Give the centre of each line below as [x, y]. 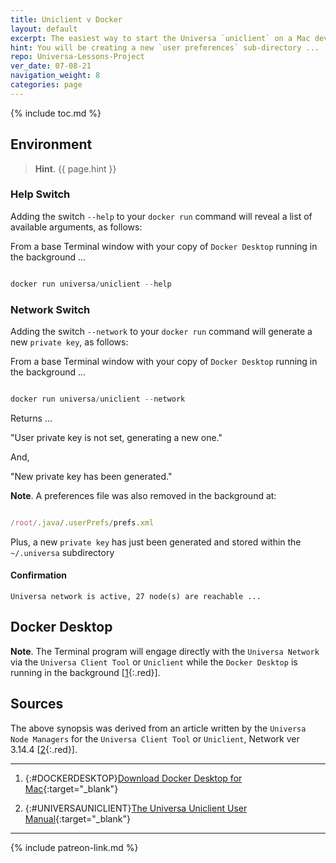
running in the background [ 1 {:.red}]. [85, 672]
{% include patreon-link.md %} [74, 847]
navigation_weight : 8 [55, 76]
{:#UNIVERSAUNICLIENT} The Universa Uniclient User [136, 808]
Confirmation [39, 575]
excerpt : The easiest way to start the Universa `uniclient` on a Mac [160, 38]
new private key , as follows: [69, 342]
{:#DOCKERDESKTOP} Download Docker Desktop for [133, 778]
